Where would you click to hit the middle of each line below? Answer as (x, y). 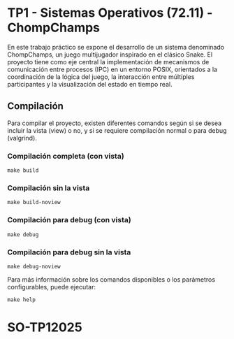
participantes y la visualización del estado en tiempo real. (90, 84)
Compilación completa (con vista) (66, 156)
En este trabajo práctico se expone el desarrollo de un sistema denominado (116, 47)
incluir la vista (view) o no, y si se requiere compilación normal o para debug (117, 130)
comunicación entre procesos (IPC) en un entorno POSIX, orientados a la (112, 69)
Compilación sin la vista (49, 188)
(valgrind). (22, 138)
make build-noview (34, 203)
